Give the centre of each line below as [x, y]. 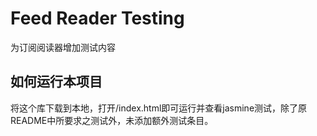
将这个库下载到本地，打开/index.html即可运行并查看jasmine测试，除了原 [159, 108]
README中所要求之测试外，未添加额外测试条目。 [112, 120]
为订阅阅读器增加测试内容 [63, 47]
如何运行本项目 [56, 82]
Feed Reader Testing [97, 18]
